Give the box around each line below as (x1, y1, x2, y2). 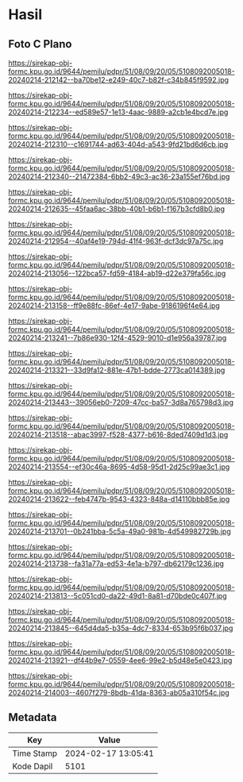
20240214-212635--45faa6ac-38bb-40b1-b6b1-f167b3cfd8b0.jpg (8, 204, 225, 214)
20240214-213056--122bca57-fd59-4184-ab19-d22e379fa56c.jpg (8, 268, 226, 278)
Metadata (8, 711, 57, 724)
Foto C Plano (8, 37, 72, 51)
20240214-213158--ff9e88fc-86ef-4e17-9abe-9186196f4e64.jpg (8, 301, 220, 310)
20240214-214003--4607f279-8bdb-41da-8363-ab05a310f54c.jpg (8, 688, 230, 697)
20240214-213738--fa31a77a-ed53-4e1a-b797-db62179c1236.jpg (8, 559, 225, 568)
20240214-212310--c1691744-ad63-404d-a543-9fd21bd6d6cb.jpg (8, 140, 229, 148)
